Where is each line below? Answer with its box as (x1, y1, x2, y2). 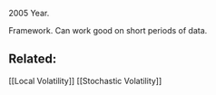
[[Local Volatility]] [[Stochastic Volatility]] (8, 75, 162, 86)
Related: (8, 52, 57, 67)
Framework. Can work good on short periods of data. (8, 25, 208, 35)
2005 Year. (8, 8, 50, 18)
